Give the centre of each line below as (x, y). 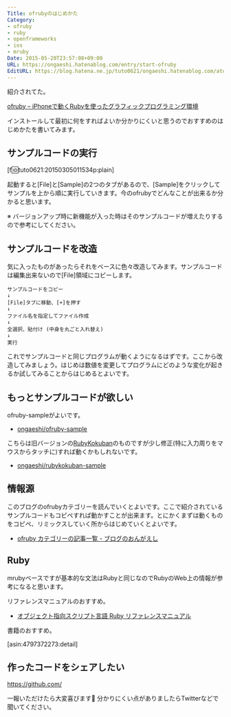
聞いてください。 (31, 707)
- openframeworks (32, 39)
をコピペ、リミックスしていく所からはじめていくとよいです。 (94, 524)
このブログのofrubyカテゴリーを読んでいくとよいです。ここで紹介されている (115, 507)
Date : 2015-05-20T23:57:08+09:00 (55, 58)
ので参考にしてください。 (43, 225)
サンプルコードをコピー (35, 289)
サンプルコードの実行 (52, 153)
